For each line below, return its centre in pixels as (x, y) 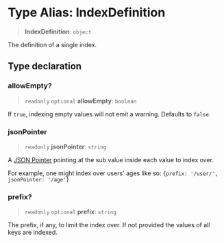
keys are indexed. (33, 232)
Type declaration (45, 66)
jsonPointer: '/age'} (39, 179)
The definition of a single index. (52, 44)
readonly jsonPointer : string (65, 146)
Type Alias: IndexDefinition (87, 13)
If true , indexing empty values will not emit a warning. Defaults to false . (109, 114)
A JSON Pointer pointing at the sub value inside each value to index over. (111, 159)
